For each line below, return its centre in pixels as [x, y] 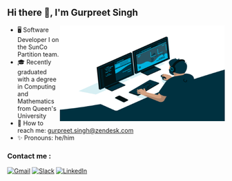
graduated [32, 72]
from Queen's [37, 108]
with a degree [37, 79]
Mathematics [36, 101]
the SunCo [32, 47]
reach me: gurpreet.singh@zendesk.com [75, 130]
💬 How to [30, 123]
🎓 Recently [34, 62]
